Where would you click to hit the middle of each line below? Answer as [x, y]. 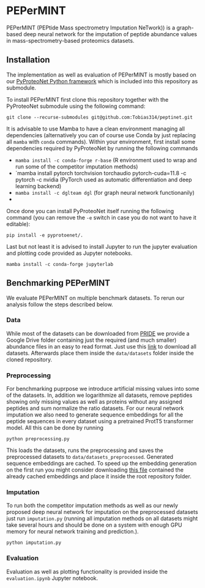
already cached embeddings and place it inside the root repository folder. [99, 477]
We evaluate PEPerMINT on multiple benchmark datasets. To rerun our [95, 298]
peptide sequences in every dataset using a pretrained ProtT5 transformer [100, 421]
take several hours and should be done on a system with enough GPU [94, 525]
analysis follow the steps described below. [60, 304]
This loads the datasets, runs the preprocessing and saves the [85, 450]
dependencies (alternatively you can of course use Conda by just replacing [101, 135]
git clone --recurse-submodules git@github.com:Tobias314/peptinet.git [99, 117]
